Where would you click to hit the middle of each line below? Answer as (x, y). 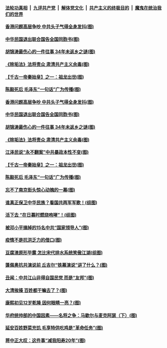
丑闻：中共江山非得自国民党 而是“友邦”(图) (50, 278)
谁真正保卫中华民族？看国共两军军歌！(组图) (51, 202)
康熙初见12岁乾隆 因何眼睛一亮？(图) (43, 303)
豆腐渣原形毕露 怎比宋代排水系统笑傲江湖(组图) (54, 252)
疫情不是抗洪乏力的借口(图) (34, 240)
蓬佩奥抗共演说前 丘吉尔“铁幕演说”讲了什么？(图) (56, 265)
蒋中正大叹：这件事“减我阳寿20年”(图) (46, 340)
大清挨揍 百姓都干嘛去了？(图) (36, 290)
